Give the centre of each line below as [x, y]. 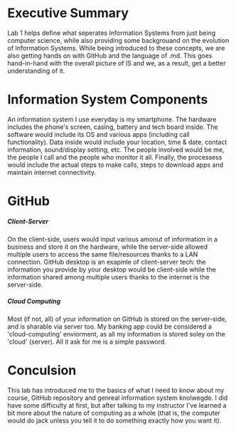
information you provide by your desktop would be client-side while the [112, 269]
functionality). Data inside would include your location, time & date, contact [117, 142]
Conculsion [42, 370]
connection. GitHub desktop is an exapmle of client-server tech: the [107, 262]
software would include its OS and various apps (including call [98, 134]
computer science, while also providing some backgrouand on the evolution [118, 40]
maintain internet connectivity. [52, 172]
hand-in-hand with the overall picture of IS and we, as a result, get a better [117, 63]
